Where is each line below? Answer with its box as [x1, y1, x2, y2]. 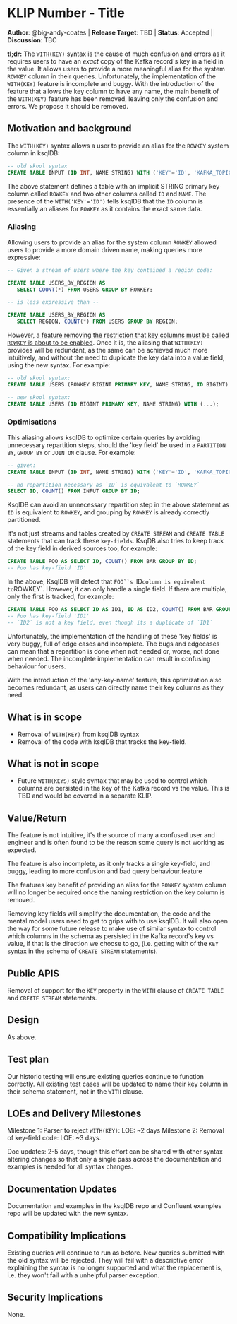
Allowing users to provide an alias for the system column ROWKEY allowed [7, 238, 217, 247]
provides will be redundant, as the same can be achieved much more [7, 346, 208, 355]
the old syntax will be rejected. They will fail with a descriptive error [7, 1256, 204, 1265]
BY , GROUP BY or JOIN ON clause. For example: [7, 448, 136, 456]
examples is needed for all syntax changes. [7, 1162, 133, 1171]
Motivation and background [7, 122, 132, 135]
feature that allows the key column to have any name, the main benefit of [7, 87, 219, 95]
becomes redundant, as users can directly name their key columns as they [7, 683, 224, 692]
